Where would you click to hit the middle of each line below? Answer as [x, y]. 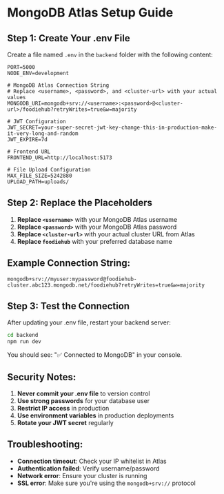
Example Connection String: [69, 263]
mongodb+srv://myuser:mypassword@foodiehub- [72, 279]
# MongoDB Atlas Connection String [58, 85]
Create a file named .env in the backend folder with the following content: [110, 54]
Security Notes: [42, 377]
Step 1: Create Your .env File [69, 38]
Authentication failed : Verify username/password [88, 468]
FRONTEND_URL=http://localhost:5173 [60, 158]
